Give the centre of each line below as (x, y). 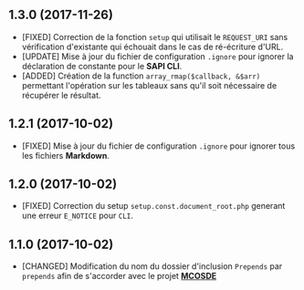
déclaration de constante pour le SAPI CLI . (102, 66)
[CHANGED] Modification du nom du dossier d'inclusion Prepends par (152, 266)
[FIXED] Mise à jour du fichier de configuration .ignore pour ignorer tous (158, 146)
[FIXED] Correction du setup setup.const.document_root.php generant (153, 206)
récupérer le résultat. (61, 95)
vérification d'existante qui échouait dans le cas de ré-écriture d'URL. (152, 47)
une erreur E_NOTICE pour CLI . (77, 216)
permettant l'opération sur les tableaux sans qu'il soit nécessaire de (149, 85)
